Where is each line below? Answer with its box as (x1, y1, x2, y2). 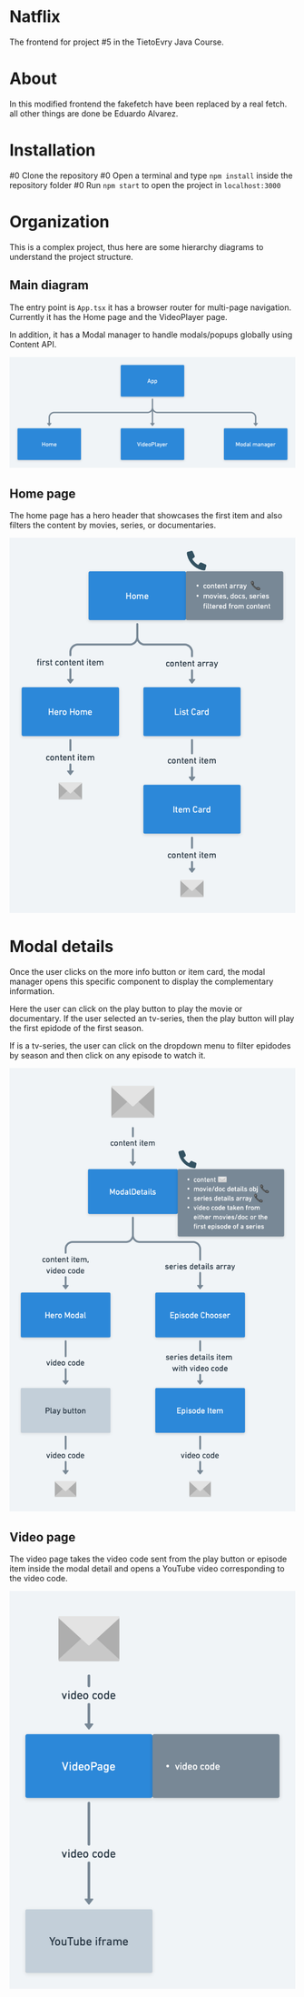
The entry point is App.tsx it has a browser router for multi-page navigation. (9, 302, 292, 313)
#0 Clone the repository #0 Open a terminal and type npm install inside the (9, 170, 293, 181)
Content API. (9, 338, 57, 349)
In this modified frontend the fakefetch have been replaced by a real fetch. (9, 98, 288, 109)
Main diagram (9, 277, 89, 293)
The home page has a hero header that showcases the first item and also (9, 510, 283, 521)
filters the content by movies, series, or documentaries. (9, 520, 216, 531)
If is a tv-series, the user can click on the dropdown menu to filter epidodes (9, 1040, 291, 1051)
